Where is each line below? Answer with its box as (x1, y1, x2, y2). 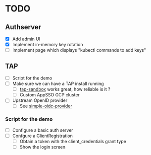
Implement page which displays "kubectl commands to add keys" (12, 47, 146, 53)
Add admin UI (12, 36, 41, 42)
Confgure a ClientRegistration (12, 133, 73, 139)
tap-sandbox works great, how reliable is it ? (19, 86, 110, 92)
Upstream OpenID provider (12, 97, 68, 103)
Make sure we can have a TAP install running (12, 80, 104, 87)
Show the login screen (19, 144, 66, 150)
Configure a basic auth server (12, 127, 73, 133)
